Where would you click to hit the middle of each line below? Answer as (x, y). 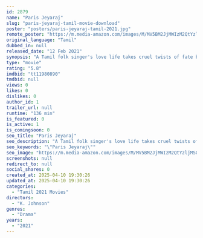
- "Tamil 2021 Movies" (40, 192)
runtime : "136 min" (31, 113)
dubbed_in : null (27, 46)
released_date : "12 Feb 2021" (44, 51)
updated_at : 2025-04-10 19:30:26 (48, 181)
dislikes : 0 (21, 96)
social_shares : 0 (28, 170)
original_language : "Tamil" (42, 40)
